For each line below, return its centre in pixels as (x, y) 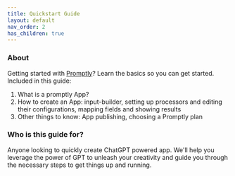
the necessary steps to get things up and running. (80, 165)
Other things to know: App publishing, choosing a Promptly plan (110, 116)
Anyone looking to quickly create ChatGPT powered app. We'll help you (111, 150)
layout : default (31, 20)
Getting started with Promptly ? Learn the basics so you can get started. (111, 73)
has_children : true (36, 33)
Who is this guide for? (46, 135)
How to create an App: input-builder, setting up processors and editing (120, 102)
